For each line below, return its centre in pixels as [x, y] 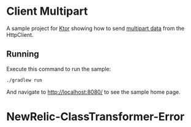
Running [23, 54]
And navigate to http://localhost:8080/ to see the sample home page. [93, 92]
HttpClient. [20, 34]
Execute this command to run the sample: [59, 69]
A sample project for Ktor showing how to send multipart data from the [95, 28]
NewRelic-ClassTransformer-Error [95, 116]
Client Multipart [47, 11]
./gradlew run [24, 80]
